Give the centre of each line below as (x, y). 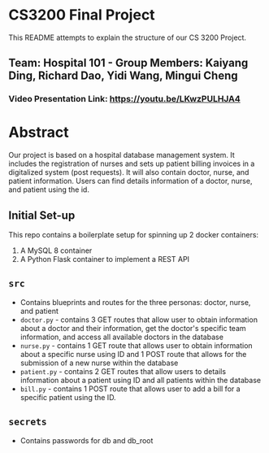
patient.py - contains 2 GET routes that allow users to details (123, 371)
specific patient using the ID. (68, 397)
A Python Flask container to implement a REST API (104, 259)
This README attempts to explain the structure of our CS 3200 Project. (127, 37)
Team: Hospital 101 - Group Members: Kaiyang (128, 63)
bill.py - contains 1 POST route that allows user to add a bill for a (130, 389)
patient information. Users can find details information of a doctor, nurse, (130, 181)
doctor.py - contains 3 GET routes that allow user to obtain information (139, 320)
